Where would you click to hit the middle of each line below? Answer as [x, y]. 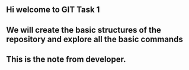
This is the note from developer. [66, 60]
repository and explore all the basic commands [95, 39]
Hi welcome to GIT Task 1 [53, 10]
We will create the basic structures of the [84, 30]
